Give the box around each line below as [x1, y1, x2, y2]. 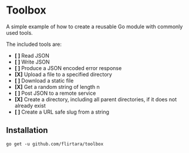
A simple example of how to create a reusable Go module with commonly [6, 23, 183, 30]
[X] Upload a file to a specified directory [14, 71, 113, 78]
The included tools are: [6, 41, 62, 48]
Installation [6, 125, 48, 135]
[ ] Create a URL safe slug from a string [14, 108, 110, 115]
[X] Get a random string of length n [14, 83, 100, 90]
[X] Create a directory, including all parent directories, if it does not [14, 95, 177, 103]
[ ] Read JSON [14, 52, 50, 59]
